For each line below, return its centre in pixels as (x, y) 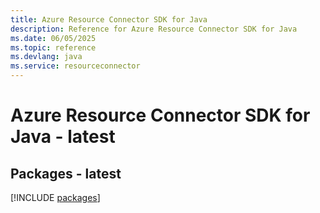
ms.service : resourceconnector (75, 66)
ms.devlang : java (46, 57)
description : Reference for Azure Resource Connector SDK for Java (154, 29)
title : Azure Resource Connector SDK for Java (109, 19)
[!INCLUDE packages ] (55, 197)
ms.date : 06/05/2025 (53, 38)
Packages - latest (66, 173)
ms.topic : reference (53, 47)
